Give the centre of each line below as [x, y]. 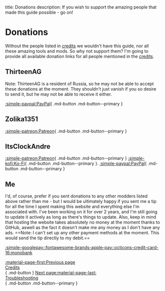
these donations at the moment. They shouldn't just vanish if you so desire [81, 89]
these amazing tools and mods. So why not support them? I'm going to [77, 51]
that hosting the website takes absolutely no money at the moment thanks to [82, 222]
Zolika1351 [22, 119]
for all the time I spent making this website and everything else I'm [72, 207]
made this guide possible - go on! [39, 12]
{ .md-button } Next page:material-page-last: [51, 273]
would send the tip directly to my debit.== [48, 238]
